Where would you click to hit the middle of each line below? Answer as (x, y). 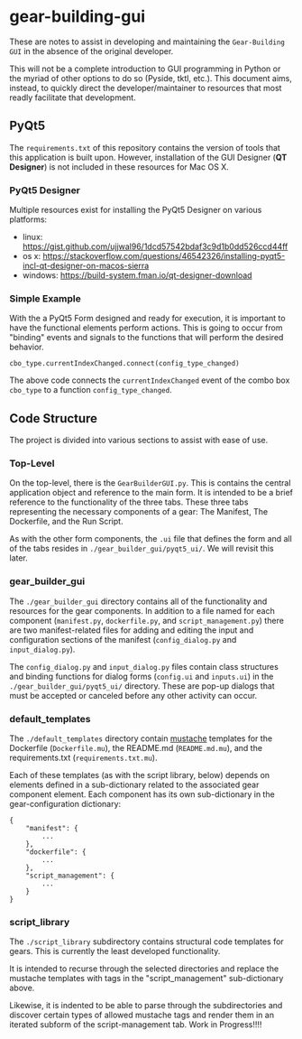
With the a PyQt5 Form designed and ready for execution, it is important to (147, 319)
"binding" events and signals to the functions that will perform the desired (146, 338)
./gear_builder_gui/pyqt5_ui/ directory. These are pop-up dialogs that (142, 686)
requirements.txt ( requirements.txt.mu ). (83, 758)
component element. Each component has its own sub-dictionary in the (142, 794)
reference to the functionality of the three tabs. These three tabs (129, 502)
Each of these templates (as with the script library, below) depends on (140, 775)
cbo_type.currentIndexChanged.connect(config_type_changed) (125, 364)
